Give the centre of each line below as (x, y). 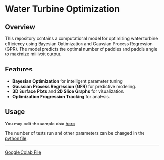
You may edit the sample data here (40, 124)
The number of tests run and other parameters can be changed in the (75, 133)
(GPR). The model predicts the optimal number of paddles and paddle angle (81, 49)
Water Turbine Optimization (62, 9)
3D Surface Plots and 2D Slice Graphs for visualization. (68, 91)
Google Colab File (23, 152)
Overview (20, 27)
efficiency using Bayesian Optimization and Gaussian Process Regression (79, 44)
